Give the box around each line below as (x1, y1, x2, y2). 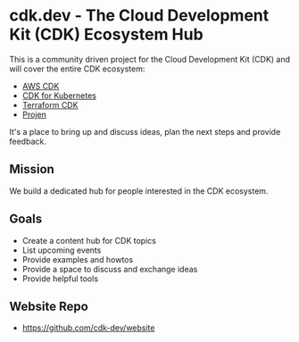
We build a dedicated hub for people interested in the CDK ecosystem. (9, 185, 269, 196)
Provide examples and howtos (21, 254, 134, 264)
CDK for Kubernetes (21, 90, 96, 101)
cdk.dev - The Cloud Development (9, 5, 270, 26)
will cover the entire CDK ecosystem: (9, 63, 145, 74)
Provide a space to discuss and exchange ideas (21, 263, 198, 274)
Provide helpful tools (21, 273, 99, 284)
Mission (9, 162, 55, 177)
